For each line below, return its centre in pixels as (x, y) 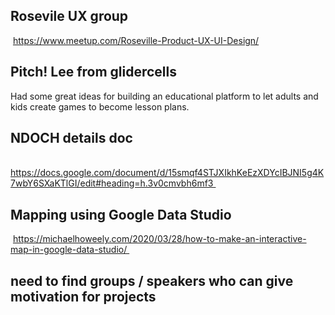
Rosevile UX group (69, 16)
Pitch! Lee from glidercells (94, 72)
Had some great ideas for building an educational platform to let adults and (164, 96)
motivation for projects (83, 296)
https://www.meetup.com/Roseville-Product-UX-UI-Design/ (136, 40)
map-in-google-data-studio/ (69, 250)
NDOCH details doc (71, 138)
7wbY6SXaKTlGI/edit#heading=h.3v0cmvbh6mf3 (112, 183)
